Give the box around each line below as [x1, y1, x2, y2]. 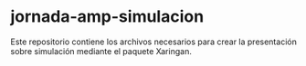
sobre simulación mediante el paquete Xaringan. [10, 45, 193, 56]
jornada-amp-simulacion [10, 6, 205, 27]
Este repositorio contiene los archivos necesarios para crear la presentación [10, 36, 298, 47]
